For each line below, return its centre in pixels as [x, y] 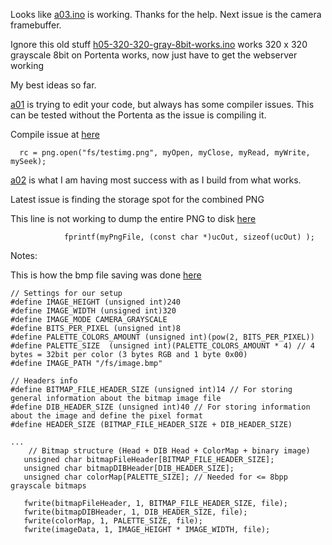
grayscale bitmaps [48, 486]
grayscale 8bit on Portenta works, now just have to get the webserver [154, 55]
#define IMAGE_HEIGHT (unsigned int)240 [96, 302]
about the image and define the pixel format [106, 416]
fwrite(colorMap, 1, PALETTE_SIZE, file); [113, 521]
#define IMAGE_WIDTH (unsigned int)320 [93, 311]
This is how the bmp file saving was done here [106, 275]
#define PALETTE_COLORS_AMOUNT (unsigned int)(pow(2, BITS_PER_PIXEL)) [162, 337]
